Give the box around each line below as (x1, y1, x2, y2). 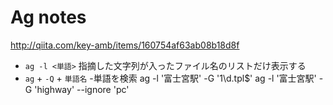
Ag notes (10, 6, 87, 29)
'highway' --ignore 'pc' (34, 83, 130, 95)
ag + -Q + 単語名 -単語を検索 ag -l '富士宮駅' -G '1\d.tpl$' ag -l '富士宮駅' (24, 72, 317, 84)
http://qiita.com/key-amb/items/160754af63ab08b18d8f (10, 39, 240, 51)
